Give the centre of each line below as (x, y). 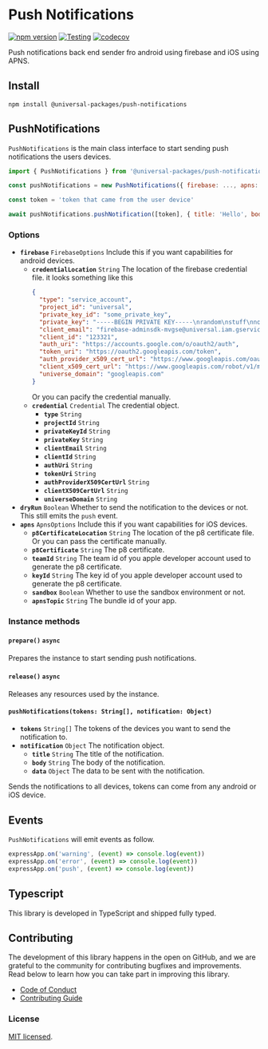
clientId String (70, 457)
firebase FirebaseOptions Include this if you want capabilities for (126, 252)
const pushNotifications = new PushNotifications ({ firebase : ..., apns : (134, 185)
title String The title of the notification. (98, 754)
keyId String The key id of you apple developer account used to (137, 575)
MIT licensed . (31, 1036)
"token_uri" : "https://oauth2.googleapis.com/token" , (130, 352)
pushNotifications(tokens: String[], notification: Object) (110, 711)
